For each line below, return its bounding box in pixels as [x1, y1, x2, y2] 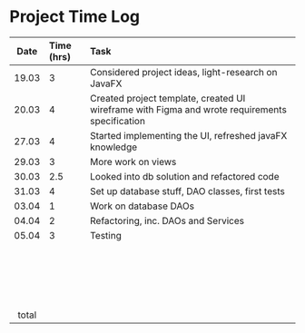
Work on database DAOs [90, 200, 195, 212]
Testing [90, 229, 123, 241]
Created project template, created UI [90, 92, 246, 104]
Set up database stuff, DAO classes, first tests [90, 184, 286, 197]
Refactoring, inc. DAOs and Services [90, 214, 245, 227]
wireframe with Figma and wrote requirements [90, 103, 288, 115]
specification [90, 114, 145, 127]
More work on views [90, 155, 177, 168]
